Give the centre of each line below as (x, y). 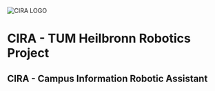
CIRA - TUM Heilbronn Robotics (99, 39)
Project (28, 53)
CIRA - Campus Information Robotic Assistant (107, 78)
